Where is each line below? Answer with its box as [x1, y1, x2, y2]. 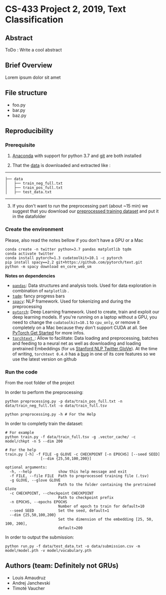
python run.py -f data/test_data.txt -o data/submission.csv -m [5, 543, 140, 548]
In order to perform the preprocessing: [5, 389, 84, 395]
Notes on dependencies [5, 272, 55, 278]
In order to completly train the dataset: [5, 420, 83, 427]
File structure [5, 89, 47, 97]
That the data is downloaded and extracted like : [12, 162, 111, 168]
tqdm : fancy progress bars [12, 293, 65, 299]
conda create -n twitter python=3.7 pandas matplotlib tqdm [5, 247, 132, 252]
